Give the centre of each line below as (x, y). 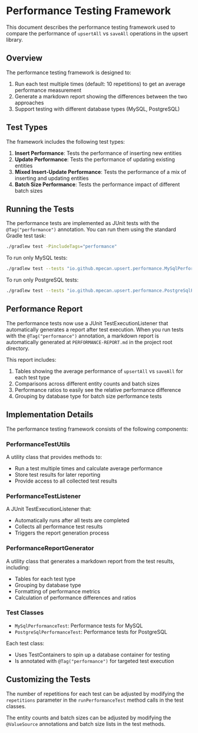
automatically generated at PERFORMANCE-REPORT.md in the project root (89, 342)
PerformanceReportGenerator (50, 548)
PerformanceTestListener (44, 496)
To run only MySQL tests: (37, 258)
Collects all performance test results (59, 527)
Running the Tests (40, 209)
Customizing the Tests (48, 680)
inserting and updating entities (52, 178)
